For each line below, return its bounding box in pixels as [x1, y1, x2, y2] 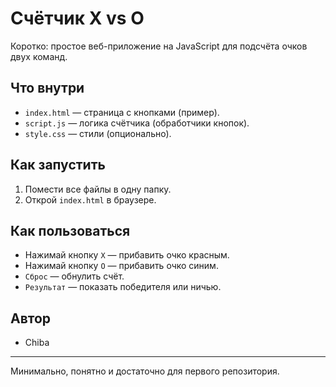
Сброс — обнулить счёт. [24, 270, 125, 282]
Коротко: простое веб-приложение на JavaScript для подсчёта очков [10, 40, 308, 52]
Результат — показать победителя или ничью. [24, 281, 222, 293]
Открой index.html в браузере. [24, 193, 157, 206]
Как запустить [10, 157, 106, 174]
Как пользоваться [10, 222, 131, 239]
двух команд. [10, 50, 68, 62]
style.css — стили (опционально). [24, 127, 172, 139]
